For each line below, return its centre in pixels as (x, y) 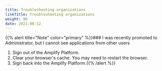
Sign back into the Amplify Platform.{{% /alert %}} (64, 63)
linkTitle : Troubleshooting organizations (50, 14)
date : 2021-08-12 (23, 24)
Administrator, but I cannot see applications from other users (68, 43)
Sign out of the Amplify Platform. (46, 53)
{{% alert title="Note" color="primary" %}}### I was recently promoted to (81, 38)
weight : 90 (16, 19)
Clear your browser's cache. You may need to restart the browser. (80, 58)
